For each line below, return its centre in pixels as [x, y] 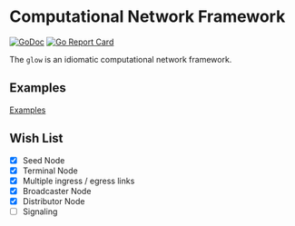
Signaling [40, 211]
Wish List [36, 138]
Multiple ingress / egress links [79, 181]
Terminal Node [50, 171]
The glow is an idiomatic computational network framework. [121, 59]
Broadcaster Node [57, 191]
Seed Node [44, 160]
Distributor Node [54, 201]
